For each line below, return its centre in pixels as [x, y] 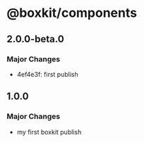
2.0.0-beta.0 [35, 39]
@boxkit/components [72, 13]
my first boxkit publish [49, 132]
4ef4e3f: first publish [47, 74]
